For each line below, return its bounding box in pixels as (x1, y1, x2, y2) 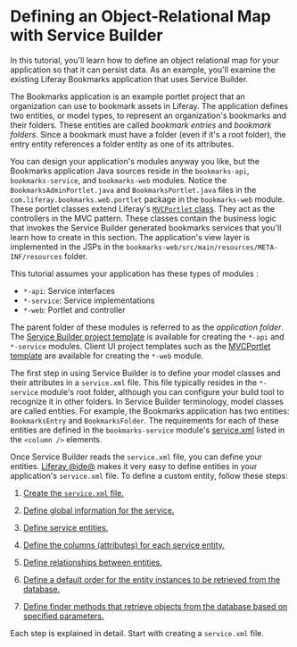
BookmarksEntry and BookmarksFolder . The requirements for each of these (10, 415, 279, 425)
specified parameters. (22, 610, 104, 621)
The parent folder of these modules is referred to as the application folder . (10, 322, 285, 332)
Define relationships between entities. (22, 557, 163, 567)
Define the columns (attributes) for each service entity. (22, 539, 226, 550)
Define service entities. (22, 522, 109, 533)
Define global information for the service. (22, 505, 175, 516)
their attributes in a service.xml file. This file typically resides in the (10, 377, 258, 388)
